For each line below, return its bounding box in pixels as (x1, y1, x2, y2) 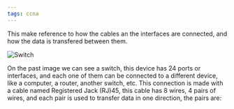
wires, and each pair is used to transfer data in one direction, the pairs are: (7, 94, 222, 102)
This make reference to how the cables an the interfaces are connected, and (7, 29, 228, 38)
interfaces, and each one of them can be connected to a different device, (7, 71, 218, 80)
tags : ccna (7, 10, 39, 17)
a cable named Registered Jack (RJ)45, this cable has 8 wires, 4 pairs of (7, 86, 217, 94)
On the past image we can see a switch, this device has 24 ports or (7, 64, 201, 72)
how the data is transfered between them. (7, 36, 128, 45)
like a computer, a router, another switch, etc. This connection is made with (7, 78, 224, 87)
